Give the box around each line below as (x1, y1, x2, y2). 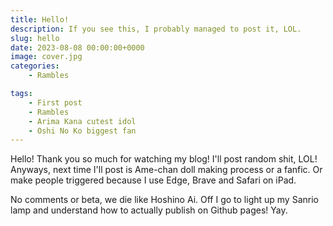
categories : (10, 61, 60, 71)
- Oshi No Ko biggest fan (28, 126, 137, 136)
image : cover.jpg (10, 52, 83, 62)
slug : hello (10, 33, 60, 43)
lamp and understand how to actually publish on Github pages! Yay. (10, 204, 288, 216)
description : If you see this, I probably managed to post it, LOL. (10, 24, 302, 34)
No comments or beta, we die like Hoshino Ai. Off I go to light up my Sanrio (10, 194, 319, 206)
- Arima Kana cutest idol (28, 116, 137, 126)
